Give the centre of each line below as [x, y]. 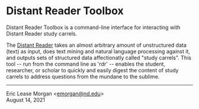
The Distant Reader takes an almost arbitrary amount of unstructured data [96, 45]
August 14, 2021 [26, 100]
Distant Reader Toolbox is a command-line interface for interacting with [93, 27]
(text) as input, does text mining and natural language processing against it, [98, 51]
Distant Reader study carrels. [42, 33]
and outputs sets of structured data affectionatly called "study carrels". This [99, 57]
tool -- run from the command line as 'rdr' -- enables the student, [86, 64]
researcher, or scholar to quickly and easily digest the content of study [92, 70]
